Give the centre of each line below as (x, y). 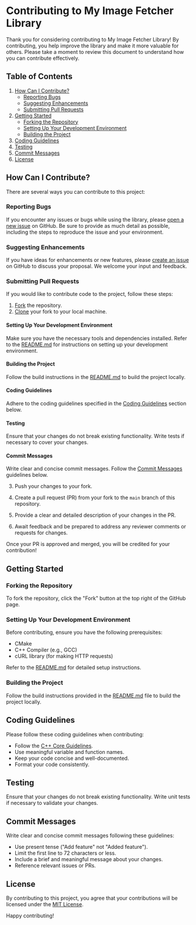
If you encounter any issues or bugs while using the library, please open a (95, 219)
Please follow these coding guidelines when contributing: (75, 734)
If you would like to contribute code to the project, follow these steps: (90, 294)
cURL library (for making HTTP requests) (64, 656)
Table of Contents (39, 76)
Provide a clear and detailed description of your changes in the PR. (95, 515)
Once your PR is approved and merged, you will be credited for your (88, 544)
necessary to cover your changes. (47, 442)
